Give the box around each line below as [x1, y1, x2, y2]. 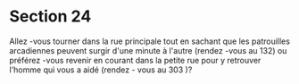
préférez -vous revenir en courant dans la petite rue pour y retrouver [9, 55, 262, 65]
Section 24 [9, 6, 92, 27]
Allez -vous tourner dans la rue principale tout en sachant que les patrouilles [9, 36, 290, 46]
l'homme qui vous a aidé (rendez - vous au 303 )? [9, 64, 193, 75]
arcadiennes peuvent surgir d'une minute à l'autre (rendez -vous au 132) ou [9, 45, 287, 55]
